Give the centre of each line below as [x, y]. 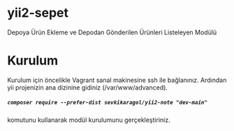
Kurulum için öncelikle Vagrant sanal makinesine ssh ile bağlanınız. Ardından [117, 80]
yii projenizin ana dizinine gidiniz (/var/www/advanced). [87, 87]
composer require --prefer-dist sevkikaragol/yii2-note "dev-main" [108, 103]
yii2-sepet [38, 13]
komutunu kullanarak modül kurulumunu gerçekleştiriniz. [89, 120]
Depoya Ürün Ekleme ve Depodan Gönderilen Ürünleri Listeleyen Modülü [112, 32]
